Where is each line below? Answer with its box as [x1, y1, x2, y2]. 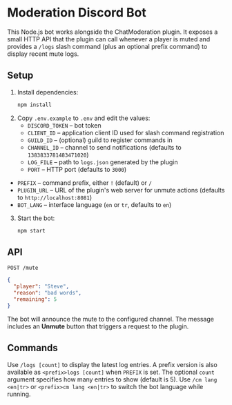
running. [7, 390, 31, 398]
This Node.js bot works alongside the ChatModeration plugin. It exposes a [7, 28, 218, 36]
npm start [17, 227, 46, 234]
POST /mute [7, 264, 39, 272]
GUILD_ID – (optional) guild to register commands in [27, 136, 173, 144]
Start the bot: [17, 214, 55, 222]
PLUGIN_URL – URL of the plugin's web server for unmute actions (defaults [17, 186, 225, 194]
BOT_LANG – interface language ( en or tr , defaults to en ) [17, 200, 172, 208]
